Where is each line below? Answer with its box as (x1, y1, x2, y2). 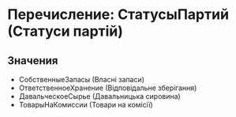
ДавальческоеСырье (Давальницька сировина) (18, 92, 181, 100)
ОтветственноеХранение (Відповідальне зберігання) (18, 83, 197, 92)
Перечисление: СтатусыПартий (7, 6, 230, 24)
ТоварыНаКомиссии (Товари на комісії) (18, 100, 153, 109)
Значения (7, 54, 58, 67)
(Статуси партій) (7, 22, 124, 40)
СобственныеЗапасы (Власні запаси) (18, 75, 145, 84)
